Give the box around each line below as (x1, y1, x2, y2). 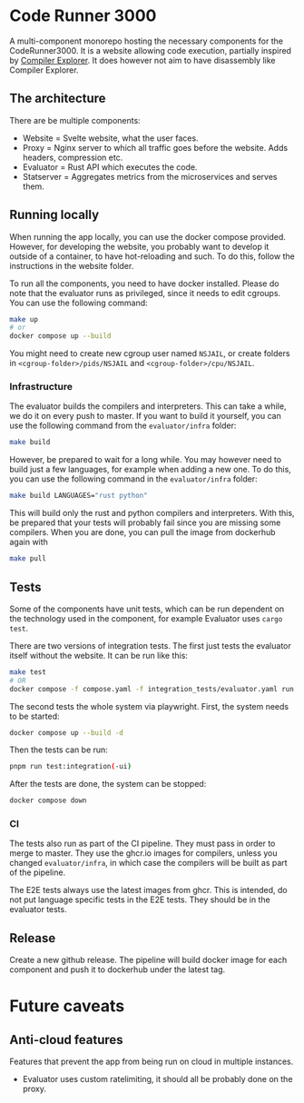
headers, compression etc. (22, 152, 123, 163)
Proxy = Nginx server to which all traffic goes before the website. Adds (22, 142, 289, 153)
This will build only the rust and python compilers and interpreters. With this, (9, 508, 295, 519)
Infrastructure (9, 381, 74, 393)
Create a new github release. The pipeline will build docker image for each (9, 955, 288, 966)
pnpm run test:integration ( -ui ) (9, 762, 132, 771)
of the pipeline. (9, 867, 66, 878)
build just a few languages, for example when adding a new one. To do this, (9, 464, 292, 475)
